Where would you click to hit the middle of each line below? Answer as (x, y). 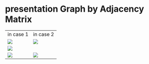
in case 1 (18, 34)
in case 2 (44, 34)
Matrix (19, 19)
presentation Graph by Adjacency (75, 9)
